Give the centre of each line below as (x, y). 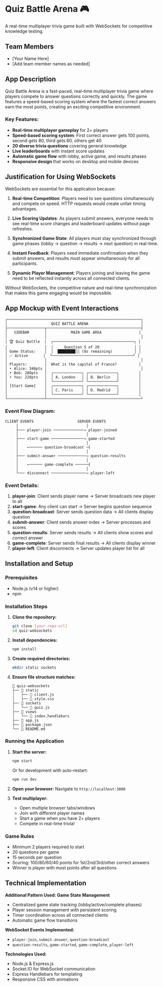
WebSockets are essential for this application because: (60, 189)
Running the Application (35, 741)
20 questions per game (36, 852)
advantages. (25, 208)
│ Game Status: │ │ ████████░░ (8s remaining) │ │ (73, 351)
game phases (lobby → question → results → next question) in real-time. (85, 243)
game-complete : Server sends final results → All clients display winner (84, 543)
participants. (25, 263)
